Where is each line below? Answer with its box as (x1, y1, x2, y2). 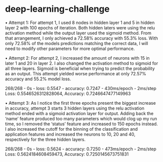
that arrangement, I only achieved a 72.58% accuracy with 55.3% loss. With (5, 35, 158, 41)
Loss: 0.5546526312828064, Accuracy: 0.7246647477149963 (5, 91, 131, 96)
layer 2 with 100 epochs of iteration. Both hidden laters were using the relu (5, 24, 155, 30)
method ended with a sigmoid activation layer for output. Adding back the (5, 110, 154, 116)
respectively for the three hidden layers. (5, 136, 86, 142)
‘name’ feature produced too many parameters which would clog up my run (5, 116, 158, 121)
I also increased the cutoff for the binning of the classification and (5, 126, 138, 132)
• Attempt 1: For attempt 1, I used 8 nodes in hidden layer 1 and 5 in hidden (5, 20, 155, 25)
